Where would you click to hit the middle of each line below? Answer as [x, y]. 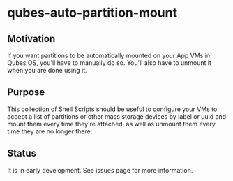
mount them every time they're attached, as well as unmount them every [112, 124]
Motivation [31, 39]
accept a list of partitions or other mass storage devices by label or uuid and [117, 116]
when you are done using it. [47, 70]
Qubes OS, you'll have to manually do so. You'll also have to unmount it [109, 63]
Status [22, 153]
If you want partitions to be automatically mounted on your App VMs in [109, 55]
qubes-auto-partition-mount [92, 13]
